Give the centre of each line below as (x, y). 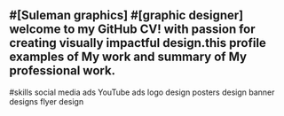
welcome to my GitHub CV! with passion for (132, 30)
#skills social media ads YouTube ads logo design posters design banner (142, 92)
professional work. (63, 71)
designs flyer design (47, 101)
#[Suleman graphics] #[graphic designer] (126, 15)
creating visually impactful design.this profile (138, 43)
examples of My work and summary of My (128, 57)
